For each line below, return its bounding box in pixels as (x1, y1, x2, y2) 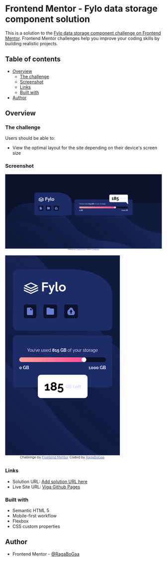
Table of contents (5, 55, 61, 64)
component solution (5, 13, 90, 25)
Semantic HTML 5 (12, 507, 50, 513)
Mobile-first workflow (12, 513, 57, 519)
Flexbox (12, 518, 29, 524)
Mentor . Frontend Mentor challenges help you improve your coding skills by (5, 35, 160, 41)
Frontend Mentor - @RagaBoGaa (12, 551, 80, 557)
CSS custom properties (12, 523, 61, 529)
